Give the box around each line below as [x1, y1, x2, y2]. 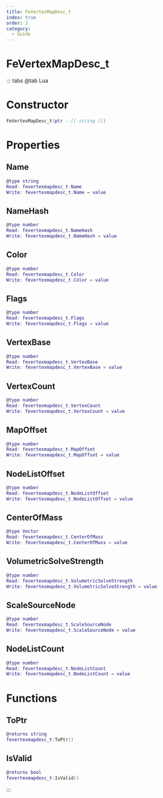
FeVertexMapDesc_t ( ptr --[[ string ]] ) [6, 118, 106, 124]
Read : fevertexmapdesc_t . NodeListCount [6, 666, 106, 672]
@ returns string [6, 731, 47, 737]
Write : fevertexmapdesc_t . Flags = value [6, 320, 109, 327]
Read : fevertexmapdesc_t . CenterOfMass [6, 534, 103, 540]
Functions [6, 691, 57, 705]
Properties [6, 138, 60, 152]
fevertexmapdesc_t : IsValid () [6, 775, 79, 781]
